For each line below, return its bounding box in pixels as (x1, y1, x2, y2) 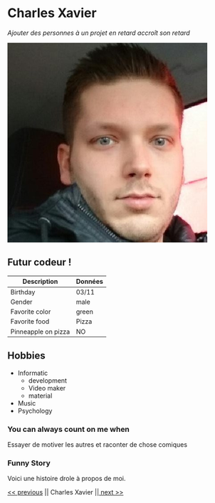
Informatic (17, 369, 48, 377)
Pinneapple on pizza (10, 327, 70, 336)
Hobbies (7, 350, 46, 362)
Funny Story (7, 458, 51, 468)
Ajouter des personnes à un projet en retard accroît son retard (7, 28, 190, 37)
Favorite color (10, 307, 51, 316)
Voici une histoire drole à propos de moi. (7, 475, 126, 483)
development (28, 376, 68, 385)
